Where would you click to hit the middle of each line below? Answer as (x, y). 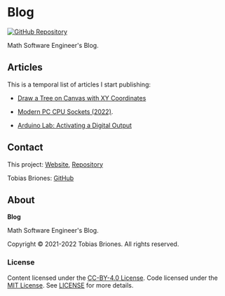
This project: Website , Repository (55, 164)
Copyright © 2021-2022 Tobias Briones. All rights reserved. (93, 244)
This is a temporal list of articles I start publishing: (79, 84)
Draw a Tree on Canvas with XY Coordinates (82, 98)
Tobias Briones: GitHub (41, 178)
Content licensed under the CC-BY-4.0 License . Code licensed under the (113, 278)
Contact (25, 147)
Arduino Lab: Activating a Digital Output (74, 125)
